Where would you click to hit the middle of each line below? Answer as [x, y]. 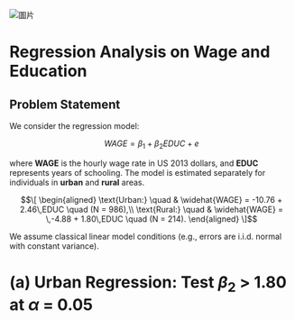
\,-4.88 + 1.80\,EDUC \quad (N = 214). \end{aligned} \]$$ [152, 219]
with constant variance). [54, 246]
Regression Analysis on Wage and [140, 52]
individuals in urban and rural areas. [77, 182]
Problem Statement [65, 104]
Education [48, 71]
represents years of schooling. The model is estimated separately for [138, 172]
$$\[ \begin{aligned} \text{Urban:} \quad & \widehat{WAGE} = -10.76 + [152, 199]
